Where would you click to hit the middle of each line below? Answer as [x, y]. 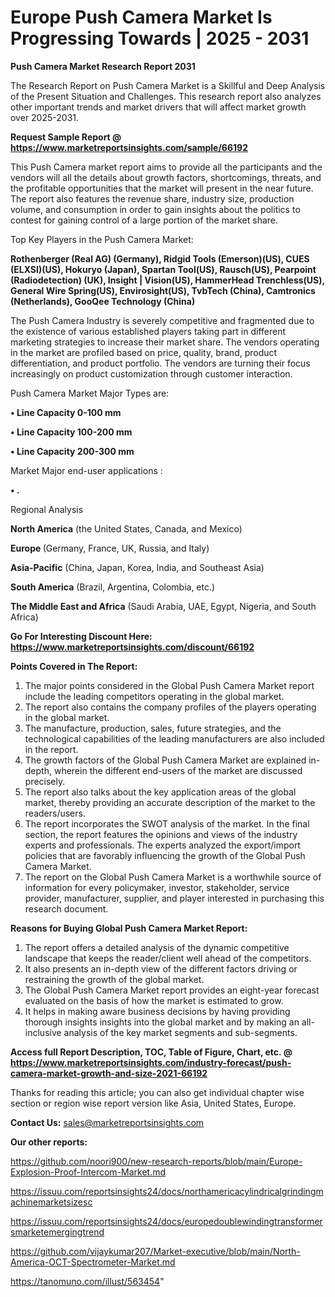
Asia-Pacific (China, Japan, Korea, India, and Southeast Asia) [137, 567]
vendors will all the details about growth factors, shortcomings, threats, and [166, 177]
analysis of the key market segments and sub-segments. [180, 1032]
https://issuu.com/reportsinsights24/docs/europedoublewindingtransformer [166, 1221]
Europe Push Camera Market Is [141, 17]
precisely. [45, 781]
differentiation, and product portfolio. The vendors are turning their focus [160, 363]
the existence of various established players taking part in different [148, 331]
